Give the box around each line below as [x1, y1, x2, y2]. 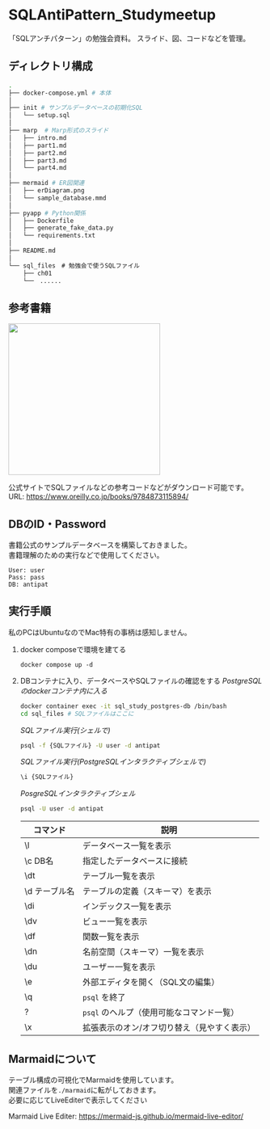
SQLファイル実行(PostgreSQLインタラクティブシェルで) [19, 757, 207, 767]
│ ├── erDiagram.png [8, 187, 85, 195]
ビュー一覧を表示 [82, 916, 148, 927]
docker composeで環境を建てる [19, 644, 127, 654]
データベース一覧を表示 [82, 840, 171, 852]
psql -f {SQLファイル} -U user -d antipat [19, 741, 161, 749]
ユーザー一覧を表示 [82, 962, 156, 973]
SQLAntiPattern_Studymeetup [8, 6, 217, 24]
